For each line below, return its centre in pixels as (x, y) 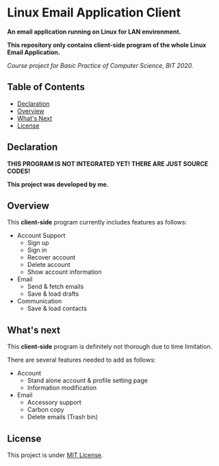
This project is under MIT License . (55, 455)
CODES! (19, 171)
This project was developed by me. (58, 184)
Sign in (37, 250)
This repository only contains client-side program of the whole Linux (107, 45)
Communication (39, 301)
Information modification (62, 388)
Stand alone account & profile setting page (88, 381)
